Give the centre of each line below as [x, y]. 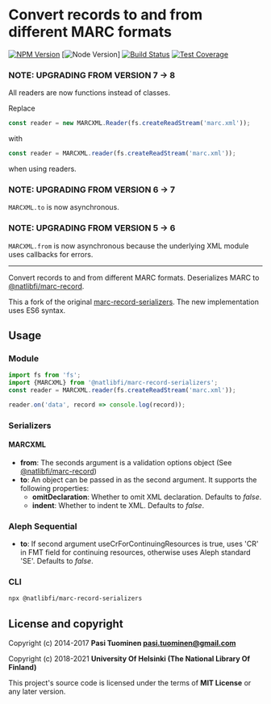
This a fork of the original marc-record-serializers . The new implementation [134, 302]
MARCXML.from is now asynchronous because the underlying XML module [129, 246]
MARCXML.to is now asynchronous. [64, 207]
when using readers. [42, 169]
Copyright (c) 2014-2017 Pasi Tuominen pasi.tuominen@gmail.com [122, 644]
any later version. [37, 692]
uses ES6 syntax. [37, 310]
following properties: [54, 488]
